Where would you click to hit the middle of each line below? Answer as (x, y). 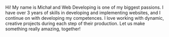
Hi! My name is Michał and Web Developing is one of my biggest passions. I (84, 7)
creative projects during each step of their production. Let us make (75, 23)
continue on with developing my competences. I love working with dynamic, (84, 18)
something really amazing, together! (43, 29)
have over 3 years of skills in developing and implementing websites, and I (83, 13)
